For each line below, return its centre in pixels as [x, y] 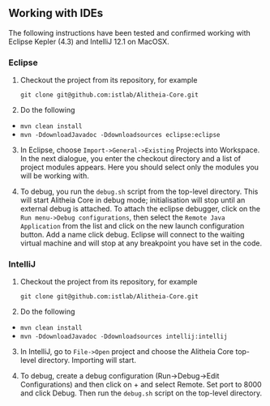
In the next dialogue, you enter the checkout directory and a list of [131, 159]
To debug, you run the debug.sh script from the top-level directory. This [139, 192]
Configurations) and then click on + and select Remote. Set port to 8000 [141, 385]
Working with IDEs [56, 13]
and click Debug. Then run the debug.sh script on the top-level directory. [141, 393]
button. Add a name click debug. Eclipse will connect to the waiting [132, 235]
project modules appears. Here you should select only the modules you [139, 167]
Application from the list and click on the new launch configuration [132, 226]
